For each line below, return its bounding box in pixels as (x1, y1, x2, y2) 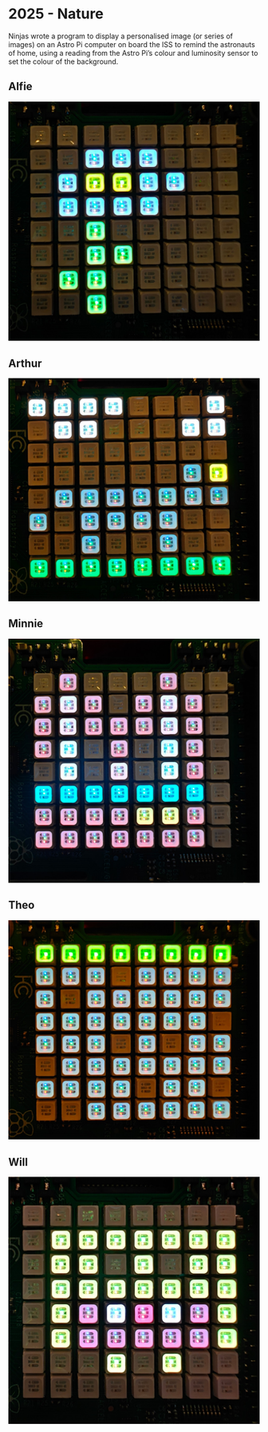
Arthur (8, 356, 42, 370)
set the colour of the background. (8, 57, 119, 66)
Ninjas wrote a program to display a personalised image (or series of (8, 31, 234, 41)
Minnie (8, 617, 44, 631)
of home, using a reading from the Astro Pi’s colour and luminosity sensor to (8, 48, 258, 58)
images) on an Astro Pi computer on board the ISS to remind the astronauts (8, 39, 255, 49)
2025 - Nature (8, 5, 104, 23)
